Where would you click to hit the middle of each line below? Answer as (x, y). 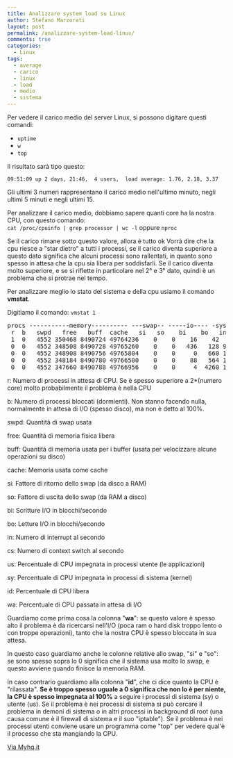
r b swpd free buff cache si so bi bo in (119, 332)
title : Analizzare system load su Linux (67, 14)
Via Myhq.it (24, 747)
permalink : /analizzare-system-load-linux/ (71, 33)
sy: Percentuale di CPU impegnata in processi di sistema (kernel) (100, 578)
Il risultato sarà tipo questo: (46, 166)
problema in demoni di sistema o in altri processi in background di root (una (115, 711)
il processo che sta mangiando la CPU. (62, 733)
